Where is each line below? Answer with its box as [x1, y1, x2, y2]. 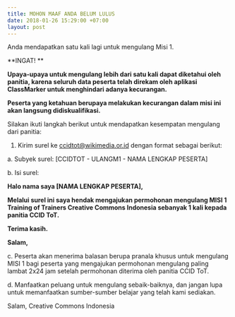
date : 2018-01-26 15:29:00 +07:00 [7, 17, 109, 24]
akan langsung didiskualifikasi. [7, 107, 101, 115]
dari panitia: [7, 128, 42, 136]
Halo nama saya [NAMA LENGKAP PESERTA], [7, 182, 143, 191]
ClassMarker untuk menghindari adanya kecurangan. [7, 85, 167, 94]
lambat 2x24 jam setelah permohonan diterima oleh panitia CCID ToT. [7, 267, 210, 275]
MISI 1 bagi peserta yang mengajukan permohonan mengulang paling [7, 259, 210, 268]
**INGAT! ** [7, 56, 44, 65]
